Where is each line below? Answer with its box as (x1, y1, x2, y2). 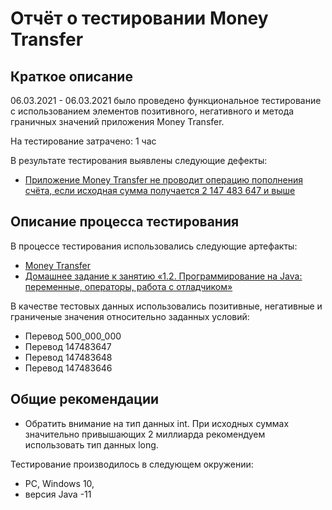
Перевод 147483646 (24, 362, 113, 374)
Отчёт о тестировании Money (10, 7, 269, 30)
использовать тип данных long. (24, 438, 159, 451)
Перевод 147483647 (24, 340, 112, 352)
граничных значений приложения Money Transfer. (10, 116, 225, 127)
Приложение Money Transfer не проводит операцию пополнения (24, 174, 304, 186)
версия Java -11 (24, 488, 92, 500)
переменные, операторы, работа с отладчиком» (24, 280, 233, 292)
